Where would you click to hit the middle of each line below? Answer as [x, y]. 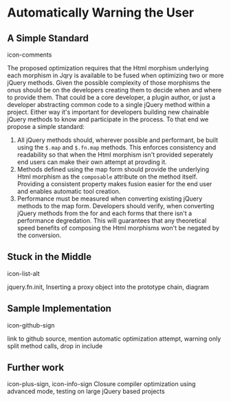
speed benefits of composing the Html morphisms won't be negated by [118, 228]
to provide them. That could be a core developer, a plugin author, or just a [111, 97]
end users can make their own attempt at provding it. [92, 162]
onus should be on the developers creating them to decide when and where [114, 90]
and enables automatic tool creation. [69, 191]
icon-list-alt [23, 273]
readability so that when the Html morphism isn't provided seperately [115, 154]
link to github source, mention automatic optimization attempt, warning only [114, 339]
